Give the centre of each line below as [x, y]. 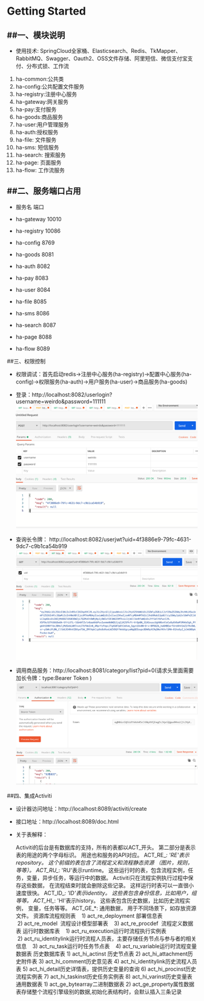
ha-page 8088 [34, 337]
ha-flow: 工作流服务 [40, 170]
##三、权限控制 [26, 361]
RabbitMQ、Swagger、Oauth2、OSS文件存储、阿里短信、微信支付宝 [101, 58]
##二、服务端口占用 [44, 191]
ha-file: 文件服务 [36, 140]
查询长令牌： [31, 539]
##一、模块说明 [36, 35]
